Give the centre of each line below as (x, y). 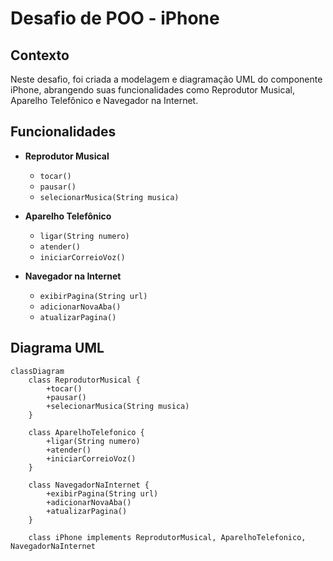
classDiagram (37, 371)
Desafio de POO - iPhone (115, 18)
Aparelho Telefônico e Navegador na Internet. (104, 100)
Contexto (40, 55)
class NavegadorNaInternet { (89, 485)
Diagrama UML (57, 348)
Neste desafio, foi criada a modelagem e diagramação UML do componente (166, 79)
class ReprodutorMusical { (84, 380)
